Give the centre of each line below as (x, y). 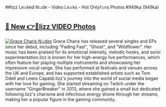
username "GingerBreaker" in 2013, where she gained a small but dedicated (83, 89)
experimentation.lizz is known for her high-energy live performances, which (83, 57)
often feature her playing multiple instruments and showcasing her (73, 62)
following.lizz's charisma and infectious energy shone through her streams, (82, 94)
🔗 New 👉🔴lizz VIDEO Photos (50, 27)
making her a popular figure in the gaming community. (60, 99)
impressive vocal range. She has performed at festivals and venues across (81, 68)
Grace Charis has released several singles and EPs (105, 41)
